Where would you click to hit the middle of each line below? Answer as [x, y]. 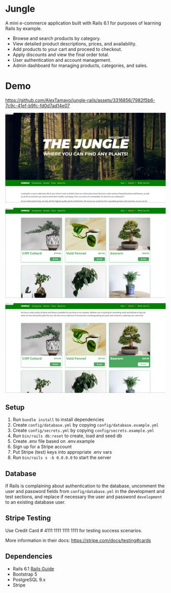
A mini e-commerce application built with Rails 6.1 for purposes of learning [83, 23]
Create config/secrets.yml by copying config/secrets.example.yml [83, 430]
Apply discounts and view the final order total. [61, 55]
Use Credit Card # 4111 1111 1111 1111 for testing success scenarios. [74, 530]
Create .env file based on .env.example [54, 441]
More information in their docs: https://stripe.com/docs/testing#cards [78, 540]
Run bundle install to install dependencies [58, 419]
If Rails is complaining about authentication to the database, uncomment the [85, 486]
